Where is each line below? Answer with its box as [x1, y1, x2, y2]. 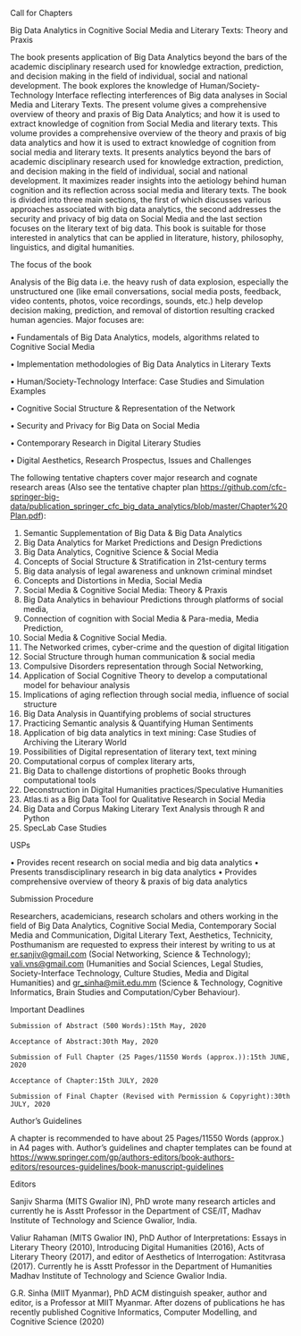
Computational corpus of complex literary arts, [22, 756, 196, 766]
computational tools [22, 775, 96, 786]
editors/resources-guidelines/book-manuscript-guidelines [10, 1162, 224, 1171]
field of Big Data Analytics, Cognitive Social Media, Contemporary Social [10, 921, 277, 931]
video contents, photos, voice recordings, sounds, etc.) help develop [10, 295, 263, 306]
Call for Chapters [10, 8, 73, 18]
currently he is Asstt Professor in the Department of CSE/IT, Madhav [10, 1205, 262, 1216]
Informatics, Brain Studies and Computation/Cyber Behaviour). [10, 987, 240, 997]
